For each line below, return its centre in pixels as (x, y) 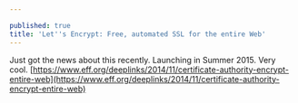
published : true (40, 25)
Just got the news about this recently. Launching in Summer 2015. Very (143, 60)
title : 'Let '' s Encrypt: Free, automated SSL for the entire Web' (138, 34)
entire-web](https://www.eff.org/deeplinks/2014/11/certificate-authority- (144, 79)
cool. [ (21, 70)
